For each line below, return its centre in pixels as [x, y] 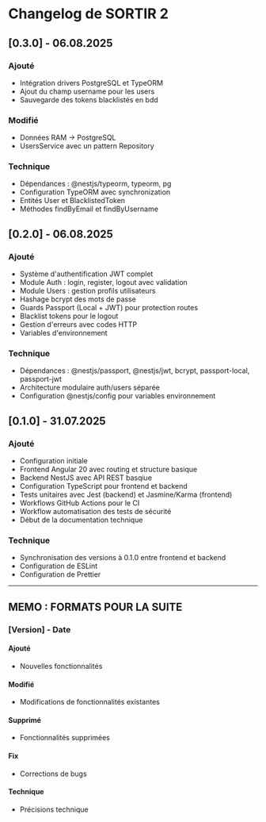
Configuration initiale [54, 461]
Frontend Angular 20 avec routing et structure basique [108, 470]
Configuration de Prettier [60, 574]
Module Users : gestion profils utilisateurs [87, 291]
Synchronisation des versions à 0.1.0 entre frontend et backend [123, 558]
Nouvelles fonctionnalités [61, 666]
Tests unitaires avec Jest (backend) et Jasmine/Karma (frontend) [126, 495]
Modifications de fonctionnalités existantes [89, 702]
